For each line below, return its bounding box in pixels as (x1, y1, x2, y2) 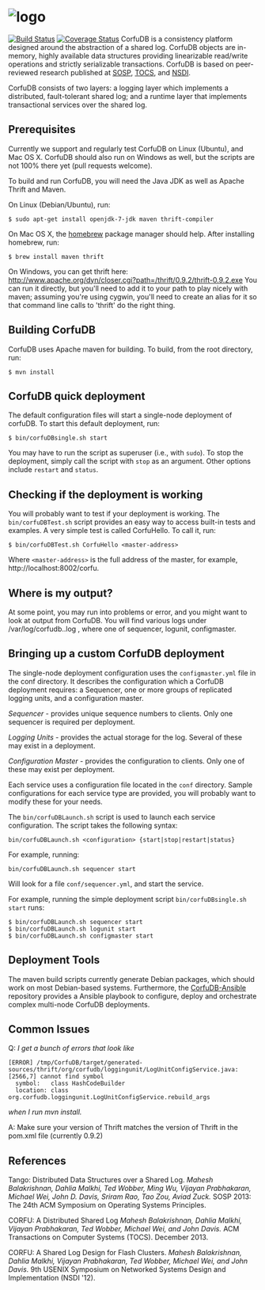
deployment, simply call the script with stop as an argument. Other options (8, 456, 252, 466)
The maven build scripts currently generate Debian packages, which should (8, 974, 256, 984)
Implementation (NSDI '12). (8, 1273, 96, 1283)
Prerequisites (8, 123, 76, 136)
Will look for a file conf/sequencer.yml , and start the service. (8, 879, 204, 889)
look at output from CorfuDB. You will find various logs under (8, 616, 207, 625)
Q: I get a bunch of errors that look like (8, 1044, 134, 1053)
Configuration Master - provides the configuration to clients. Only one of (8, 756, 245, 766)
